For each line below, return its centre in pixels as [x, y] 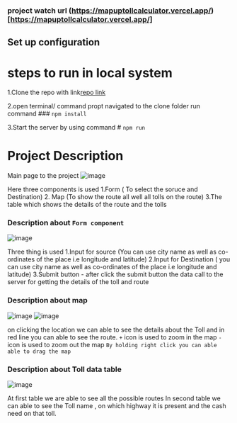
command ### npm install [47, 114]
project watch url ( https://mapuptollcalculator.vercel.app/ [109, 11]
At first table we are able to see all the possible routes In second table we [114, 398]
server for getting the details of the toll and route [78, 282]
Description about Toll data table [64, 369]
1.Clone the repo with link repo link [57, 92]
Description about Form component [66, 223]
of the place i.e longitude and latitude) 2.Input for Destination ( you [133, 259]
